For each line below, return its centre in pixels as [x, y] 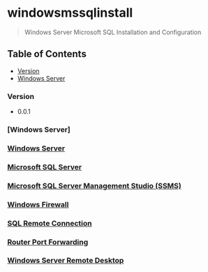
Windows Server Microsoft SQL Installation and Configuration [113, 32]
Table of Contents [47, 54]
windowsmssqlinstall [70, 13]
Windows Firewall [38, 204]
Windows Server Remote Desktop [66, 261]
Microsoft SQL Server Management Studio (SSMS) [94, 186]
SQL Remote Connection [50, 223]
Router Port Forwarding [48, 242]
